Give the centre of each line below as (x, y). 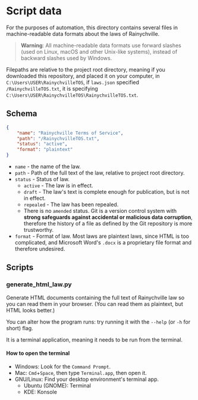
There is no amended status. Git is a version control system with (100, 211)
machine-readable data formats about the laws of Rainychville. (83, 33)
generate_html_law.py (39, 284)
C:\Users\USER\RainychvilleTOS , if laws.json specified (73, 82)
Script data (34, 11)
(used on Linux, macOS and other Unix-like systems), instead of (99, 51)
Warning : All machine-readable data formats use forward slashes (101, 45)
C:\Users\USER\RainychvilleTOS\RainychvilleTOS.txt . (72, 95)
